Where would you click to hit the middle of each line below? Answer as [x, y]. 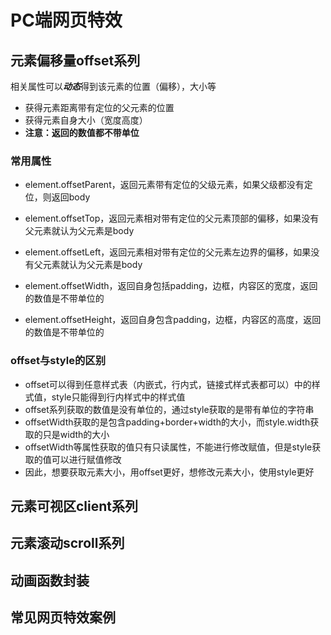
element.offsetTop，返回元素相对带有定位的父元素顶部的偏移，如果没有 [172, 218]
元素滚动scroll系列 [67, 543]
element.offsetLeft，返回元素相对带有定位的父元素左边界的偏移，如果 [168, 252]
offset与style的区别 [58, 361]
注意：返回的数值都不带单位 [82, 132]
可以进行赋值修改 [86, 459]
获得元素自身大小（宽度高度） [86, 120]
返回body [71, 197]
